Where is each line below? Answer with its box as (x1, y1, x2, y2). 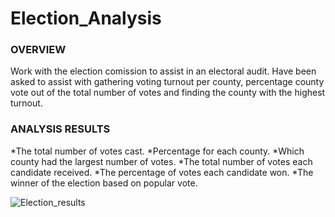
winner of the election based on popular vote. (10, 177, 198, 189)
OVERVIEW (10, 43, 67, 57)
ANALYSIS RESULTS (10, 122, 111, 136)
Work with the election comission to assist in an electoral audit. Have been (10, 65, 317, 77)
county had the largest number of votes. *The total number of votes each (10, 155, 313, 167)
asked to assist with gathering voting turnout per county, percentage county (10, 76, 325, 88)
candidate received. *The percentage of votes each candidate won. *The (10, 166, 314, 178)
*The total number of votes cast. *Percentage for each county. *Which (10, 145, 305, 157)
